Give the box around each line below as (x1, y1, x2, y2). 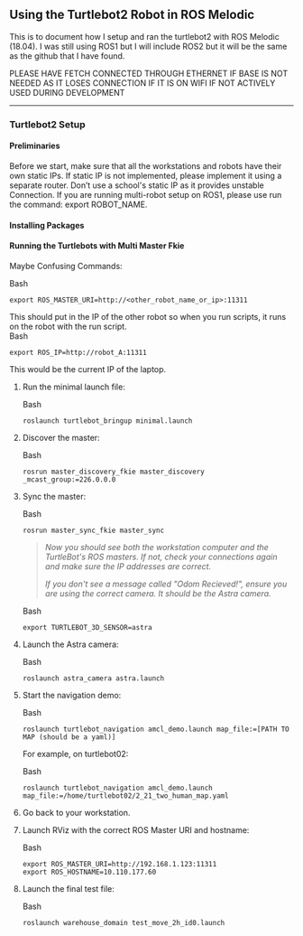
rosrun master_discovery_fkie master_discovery (22, 467, 205, 476)
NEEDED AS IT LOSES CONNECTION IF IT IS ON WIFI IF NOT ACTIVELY (9, 77, 276, 89)
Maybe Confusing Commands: (9, 260, 124, 271)
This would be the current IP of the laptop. (9, 363, 167, 374)
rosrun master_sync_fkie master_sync (22, 526, 165, 535)
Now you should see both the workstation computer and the (44, 541, 269, 552)
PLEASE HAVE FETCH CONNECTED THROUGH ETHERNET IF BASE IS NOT (9, 68, 289, 79)
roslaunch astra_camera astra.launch (22, 673, 165, 683)
